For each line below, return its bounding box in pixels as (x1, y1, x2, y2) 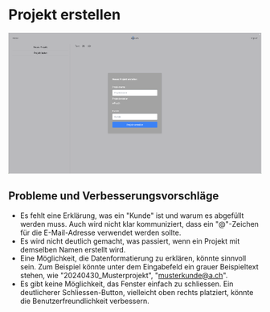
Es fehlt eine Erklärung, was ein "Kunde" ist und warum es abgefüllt (19, 211, 244, 220)
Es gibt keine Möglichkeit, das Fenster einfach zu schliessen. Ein (19, 279, 234, 289)
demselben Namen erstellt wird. (19, 244, 126, 254)
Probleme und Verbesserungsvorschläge (8, 189, 219, 203)
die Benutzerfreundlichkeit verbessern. (19, 296, 150, 306)
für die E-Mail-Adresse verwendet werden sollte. (19, 228, 182, 237)
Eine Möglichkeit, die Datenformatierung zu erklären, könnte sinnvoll (19, 253, 247, 263)
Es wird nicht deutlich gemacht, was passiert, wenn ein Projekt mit (19, 236, 240, 246)
